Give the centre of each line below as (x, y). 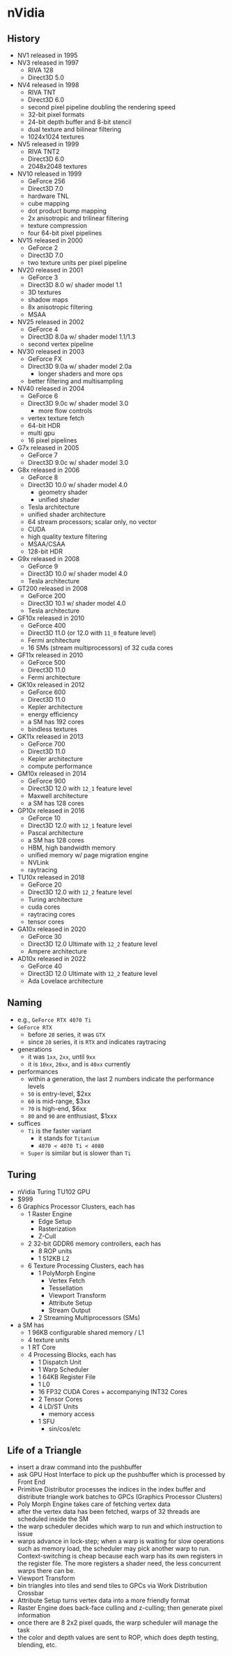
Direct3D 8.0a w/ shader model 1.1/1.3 (82, 337)
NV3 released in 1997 (48, 63)
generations (34, 1049)
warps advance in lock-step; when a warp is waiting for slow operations (121, 1541)
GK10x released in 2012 (51, 685)
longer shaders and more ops (80, 374)
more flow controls (65, 411)
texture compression (57, 225)
